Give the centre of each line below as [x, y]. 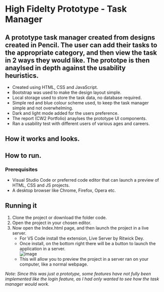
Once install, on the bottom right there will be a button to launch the [87, 243]
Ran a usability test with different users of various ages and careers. [81, 124]
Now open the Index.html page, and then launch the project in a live [80, 228]
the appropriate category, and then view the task [81, 52]
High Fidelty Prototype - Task [66, 9]
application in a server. [42, 249]
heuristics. [22, 75]
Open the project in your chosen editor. [52, 223]
